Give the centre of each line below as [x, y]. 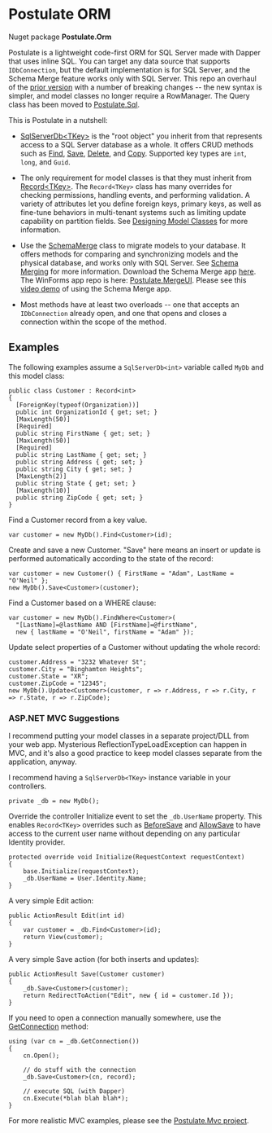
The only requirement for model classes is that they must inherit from [136, 178]
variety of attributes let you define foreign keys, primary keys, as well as [140, 204]
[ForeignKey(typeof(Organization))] [78, 405]
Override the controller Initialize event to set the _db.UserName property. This [135, 816]
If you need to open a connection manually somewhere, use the [115, 1018]
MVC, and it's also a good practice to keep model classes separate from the [135, 753]
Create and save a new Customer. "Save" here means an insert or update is [135, 550]
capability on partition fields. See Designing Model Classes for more [134, 221]
